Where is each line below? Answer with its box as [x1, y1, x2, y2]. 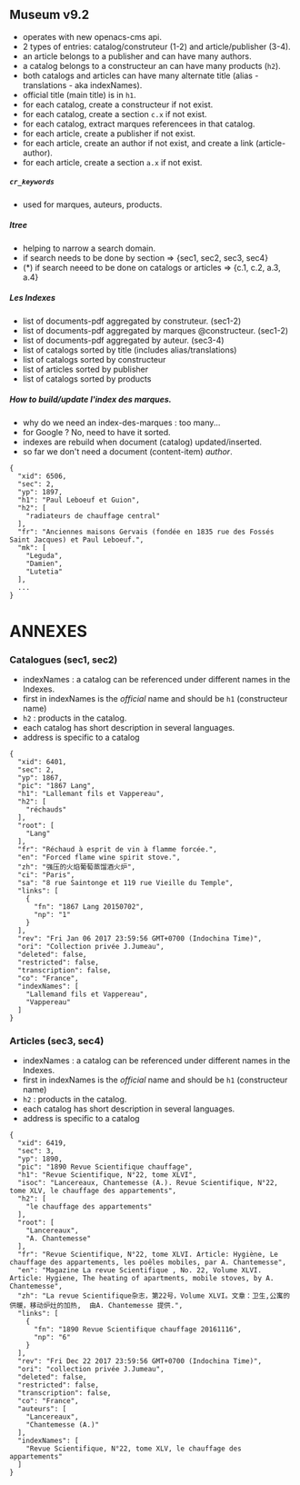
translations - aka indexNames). [22, 79, 143, 90]
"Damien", [25, 559, 64, 568]
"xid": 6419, [17, 1139, 67, 1148]
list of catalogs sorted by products [22, 373, 152, 384]
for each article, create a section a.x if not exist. [22, 156, 203, 167]
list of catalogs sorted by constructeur [22, 354, 166, 364]
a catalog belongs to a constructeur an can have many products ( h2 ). [22, 60, 282, 71]
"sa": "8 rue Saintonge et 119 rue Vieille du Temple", [17, 879, 234, 888]
